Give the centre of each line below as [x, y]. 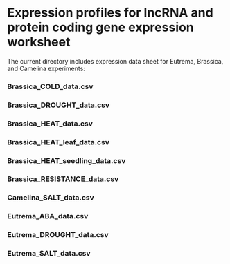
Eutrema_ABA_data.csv [48, 216]
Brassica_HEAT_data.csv [50, 124]
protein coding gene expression [100, 27]
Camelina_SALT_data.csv [51, 198]
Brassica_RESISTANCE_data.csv [63, 179]
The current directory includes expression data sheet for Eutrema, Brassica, [115, 61]
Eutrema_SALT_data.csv [49, 254]
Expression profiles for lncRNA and [110, 13]
